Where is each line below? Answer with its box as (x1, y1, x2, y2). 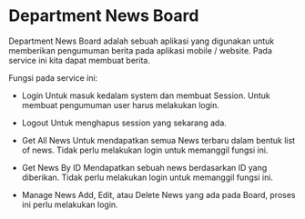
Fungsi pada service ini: (8, 72, 98, 83)
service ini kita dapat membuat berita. (8, 55, 151, 65)
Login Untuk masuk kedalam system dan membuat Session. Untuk (21, 90, 270, 101)
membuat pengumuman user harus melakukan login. (21, 99, 219, 110)
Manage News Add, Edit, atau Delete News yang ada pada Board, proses (21, 189, 296, 200)
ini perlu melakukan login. (21, 199, 119, 210)
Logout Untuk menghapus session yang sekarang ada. (21, 117, 227, 128)
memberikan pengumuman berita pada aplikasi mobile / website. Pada (8, 45, 272, 55)
